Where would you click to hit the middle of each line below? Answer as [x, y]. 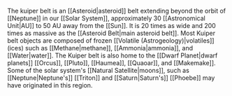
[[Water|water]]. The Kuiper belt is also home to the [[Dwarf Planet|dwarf [113, 55]
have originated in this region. [50, 85]
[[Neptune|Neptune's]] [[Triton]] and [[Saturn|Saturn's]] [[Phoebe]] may [111, 78]
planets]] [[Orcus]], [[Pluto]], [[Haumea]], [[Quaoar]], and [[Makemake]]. [111, 63]
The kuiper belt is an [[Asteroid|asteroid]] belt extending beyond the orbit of [117, 11]
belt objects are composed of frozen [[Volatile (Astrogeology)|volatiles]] [111, 41]
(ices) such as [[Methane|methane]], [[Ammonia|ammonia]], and [100, 48]
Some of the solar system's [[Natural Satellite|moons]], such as [99, 70]
